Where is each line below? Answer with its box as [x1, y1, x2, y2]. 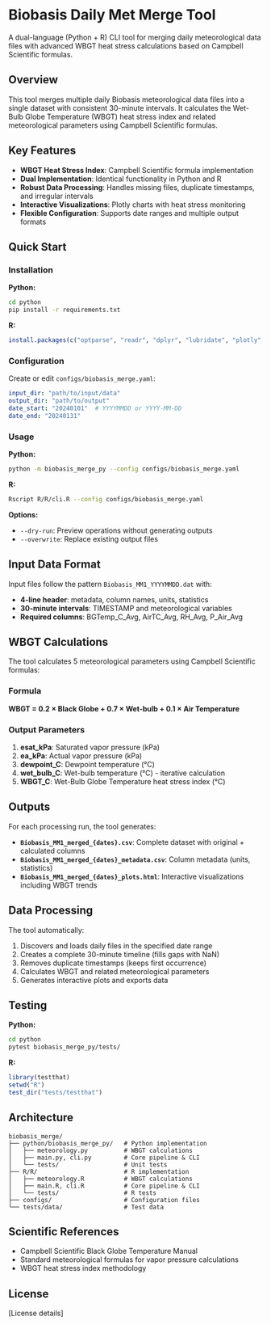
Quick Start [8, 240, 67, 254]
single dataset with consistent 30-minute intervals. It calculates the [8, 103, 231, 112]
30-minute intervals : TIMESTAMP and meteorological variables [19, 603, 232, 613]
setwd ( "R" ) [8, 1081, 45, 1089]
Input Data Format [8, 558, 101, 572]
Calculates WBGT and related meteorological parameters [19, 966, 210, 976]
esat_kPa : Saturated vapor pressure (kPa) [19, 742, 160, 752]
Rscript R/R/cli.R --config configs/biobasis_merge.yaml [8, 495, 204, 503]
